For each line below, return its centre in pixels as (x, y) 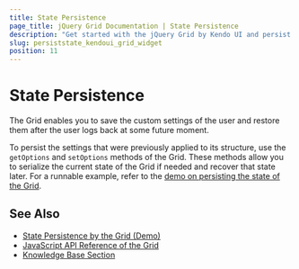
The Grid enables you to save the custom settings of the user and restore (145, 121)
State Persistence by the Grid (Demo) (92, 236)
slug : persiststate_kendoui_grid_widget (86, 43)
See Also (35, 214)
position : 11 (34, 51)
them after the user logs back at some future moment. (109, 130)
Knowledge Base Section (69, 255)
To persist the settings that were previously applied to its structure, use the (148, 148)
